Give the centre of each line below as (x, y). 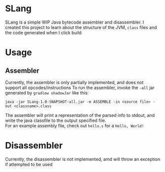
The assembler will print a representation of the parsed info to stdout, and (80, 115)
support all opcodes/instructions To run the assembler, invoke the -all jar (80, 87)
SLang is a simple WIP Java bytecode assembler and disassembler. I (75, 22)
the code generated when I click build (43, 32)
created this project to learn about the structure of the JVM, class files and (81, 27)
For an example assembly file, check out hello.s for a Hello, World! (75, 125)
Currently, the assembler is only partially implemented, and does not (74, 82)
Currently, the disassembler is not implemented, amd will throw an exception (83, 159)
